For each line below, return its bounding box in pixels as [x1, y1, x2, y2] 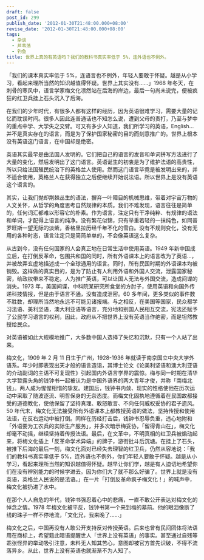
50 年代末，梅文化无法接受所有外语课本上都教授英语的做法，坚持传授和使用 [6, 407, 195, 414]
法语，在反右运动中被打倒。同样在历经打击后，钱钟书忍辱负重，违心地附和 [6, 414, 192, 422]
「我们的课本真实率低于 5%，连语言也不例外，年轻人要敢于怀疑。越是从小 [6, 71, 192, 79]
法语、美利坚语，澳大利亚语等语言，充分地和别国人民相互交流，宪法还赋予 [11, 305, 198, 313]
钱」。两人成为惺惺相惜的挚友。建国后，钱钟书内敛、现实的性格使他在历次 [6, 384, 190, 392]
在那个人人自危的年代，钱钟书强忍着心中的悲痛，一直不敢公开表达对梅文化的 [6, 496, 198, 503]
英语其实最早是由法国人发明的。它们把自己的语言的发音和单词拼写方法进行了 [6, 150, 198, 158]
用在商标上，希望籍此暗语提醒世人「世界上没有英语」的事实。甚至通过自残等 [6, 531, 198, 539]
